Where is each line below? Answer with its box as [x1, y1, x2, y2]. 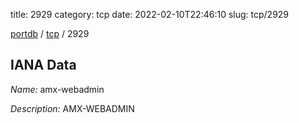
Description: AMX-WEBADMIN [10, 102, 135, 114]
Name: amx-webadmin [10, 83, 105, 95]
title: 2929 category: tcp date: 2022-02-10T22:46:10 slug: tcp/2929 [10, 9, 290, 20]
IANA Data [10, 57, 77, 74]
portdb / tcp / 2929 [10, 28, 90, 39]
